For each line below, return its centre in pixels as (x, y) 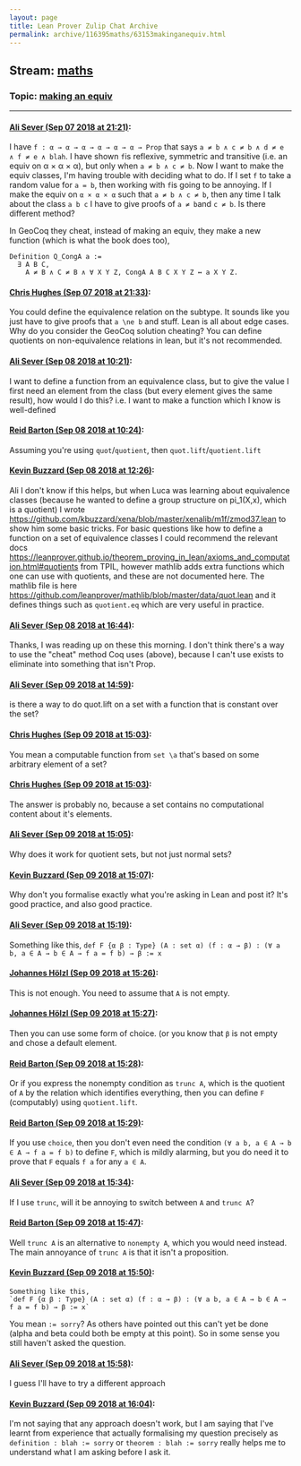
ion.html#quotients (44, 567)
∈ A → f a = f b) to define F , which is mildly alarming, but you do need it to (149, 1153)
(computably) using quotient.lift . (73, 1102)
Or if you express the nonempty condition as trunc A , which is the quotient (147, 1084)
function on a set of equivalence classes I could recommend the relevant (144, 538)
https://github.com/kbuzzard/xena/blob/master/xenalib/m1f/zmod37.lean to (148, 519)
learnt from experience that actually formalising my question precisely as (144, 1433)
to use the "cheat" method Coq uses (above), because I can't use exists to (146, 655)
